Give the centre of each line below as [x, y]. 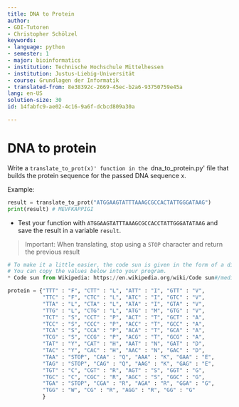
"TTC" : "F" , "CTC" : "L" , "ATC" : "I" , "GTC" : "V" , [123, 298]
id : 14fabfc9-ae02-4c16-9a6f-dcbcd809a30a [71, 107]
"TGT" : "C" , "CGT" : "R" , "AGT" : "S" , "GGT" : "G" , [123, 370]
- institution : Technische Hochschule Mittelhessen [85, 67]
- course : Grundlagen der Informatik [63, 80]
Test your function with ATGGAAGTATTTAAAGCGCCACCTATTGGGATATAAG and [118, 222]
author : [19, 21]
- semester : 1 [28, 54]
